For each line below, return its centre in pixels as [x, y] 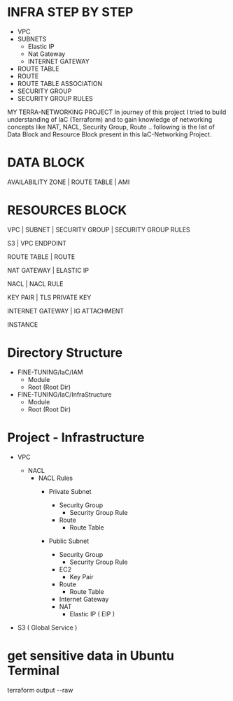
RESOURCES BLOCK [67, 210]
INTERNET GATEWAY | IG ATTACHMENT [66, 311]
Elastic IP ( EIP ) [92, 614]
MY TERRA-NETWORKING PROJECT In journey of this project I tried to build [117, 112]
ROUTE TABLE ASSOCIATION [60, 83]
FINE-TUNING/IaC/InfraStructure [64, 394]
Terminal [34, 671]
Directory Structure [65, 353]
